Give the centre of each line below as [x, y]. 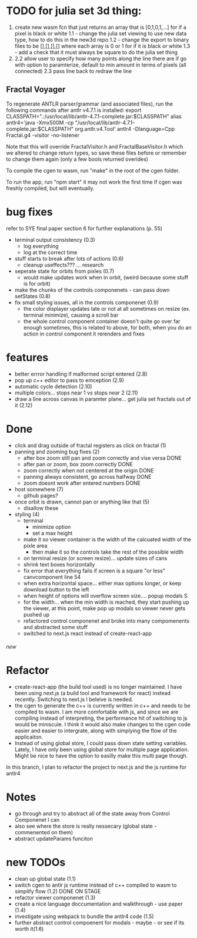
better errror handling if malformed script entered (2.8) [81, 374]
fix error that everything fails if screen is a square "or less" [94, 571]
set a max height [52, 533]
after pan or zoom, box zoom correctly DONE [78, 464]
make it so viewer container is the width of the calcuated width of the [107, 539]
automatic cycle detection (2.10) [53, 386]
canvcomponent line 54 [52, 577]
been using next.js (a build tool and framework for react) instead [92, 693]
